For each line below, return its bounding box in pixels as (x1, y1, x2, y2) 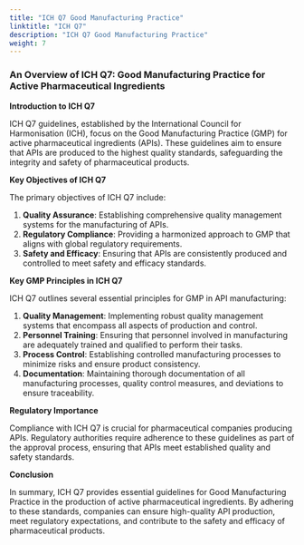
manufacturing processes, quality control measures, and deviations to (22, 377, 284, 388)
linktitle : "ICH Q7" (9, 22, 88, 31)
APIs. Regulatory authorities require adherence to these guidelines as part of (9, 432, 295, 443)
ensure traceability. (22, 387, 95, 398)
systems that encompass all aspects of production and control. (22, 319, 258, 331)
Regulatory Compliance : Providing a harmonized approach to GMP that (22, 229, 291, 239)
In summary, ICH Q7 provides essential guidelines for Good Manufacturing (9, 486, 287, 497)
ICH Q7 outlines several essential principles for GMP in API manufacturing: (9, 292, 287, 304)
